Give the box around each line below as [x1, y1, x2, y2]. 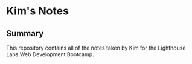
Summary [6, 28, 44, 39]
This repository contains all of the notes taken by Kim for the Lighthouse [6, 44, 186, 51]
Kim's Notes [6, 4, 69, 18]
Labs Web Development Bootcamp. [6, 51, 95, 58]
